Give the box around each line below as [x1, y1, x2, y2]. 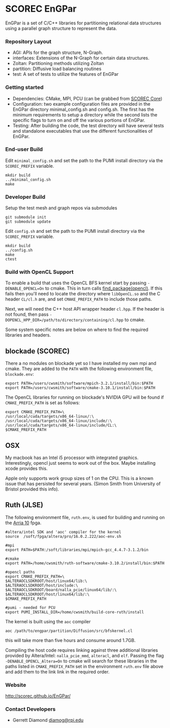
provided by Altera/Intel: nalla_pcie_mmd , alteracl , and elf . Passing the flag [5, 652, 164, 658]
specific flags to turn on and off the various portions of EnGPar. [12, 117, 146, 123]
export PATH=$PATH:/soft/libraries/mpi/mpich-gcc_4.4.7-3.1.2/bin [5, 547, 149, 552]
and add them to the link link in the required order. [5, 669, 110, 675]
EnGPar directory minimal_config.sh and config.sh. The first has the [12, 106, 154, 112]
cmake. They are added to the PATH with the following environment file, [5, 366, 153, 372]
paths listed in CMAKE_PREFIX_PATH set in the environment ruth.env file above [5, 663, 163, 669]
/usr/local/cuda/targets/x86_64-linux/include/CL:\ [5, 423, 117, 428]
